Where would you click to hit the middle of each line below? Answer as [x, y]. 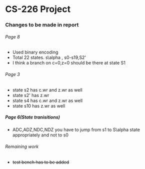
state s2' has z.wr [31, 95]
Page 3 [12, 74]
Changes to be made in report [42, 25]
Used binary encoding [35, 52]
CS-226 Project [38, 9]
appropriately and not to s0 [40, 135]
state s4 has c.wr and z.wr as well [47, 100]
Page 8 [12, 36]
